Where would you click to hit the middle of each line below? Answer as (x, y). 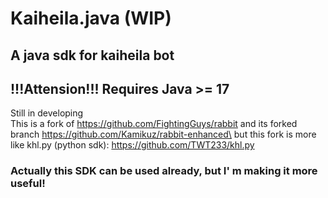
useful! (28, 184)
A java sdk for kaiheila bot (92, 55)
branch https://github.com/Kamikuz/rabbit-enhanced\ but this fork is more (163, 134)
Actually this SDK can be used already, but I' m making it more (164, 171)
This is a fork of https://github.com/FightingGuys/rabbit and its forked (154, 124)
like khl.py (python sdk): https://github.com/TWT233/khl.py (132, 145)
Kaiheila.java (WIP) (91, 18)
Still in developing (47, 113)
